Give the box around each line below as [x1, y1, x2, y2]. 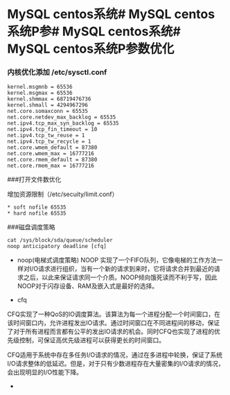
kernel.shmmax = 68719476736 [7, 96, 91, 103]
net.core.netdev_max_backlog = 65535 [7, 114, 116, 121]
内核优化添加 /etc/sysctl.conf [7, 67, 107, 77]
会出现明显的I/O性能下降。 [7, 368, 83, 376]
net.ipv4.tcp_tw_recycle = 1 [7, 138, 91, 146]
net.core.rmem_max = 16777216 [7, 162, 95, 170]
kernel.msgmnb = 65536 [7, 84, 73, 91]
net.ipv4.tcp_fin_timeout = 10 [7, 126, 98, 133]
